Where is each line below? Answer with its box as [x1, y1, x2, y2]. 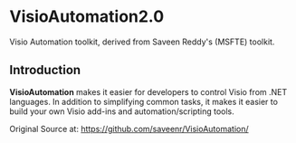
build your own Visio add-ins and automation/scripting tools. [9, 106, 235, 117]
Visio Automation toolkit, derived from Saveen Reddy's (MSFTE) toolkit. [9, 36, 275, 47]
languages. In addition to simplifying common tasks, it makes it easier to [9, 96, 279, 107]
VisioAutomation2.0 [9, 6, 165, 27]
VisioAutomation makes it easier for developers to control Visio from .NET [9, 86, 288, 97]
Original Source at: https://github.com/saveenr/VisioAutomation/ [9, 123, 249, 134]
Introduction [9, 62, 81, 78]
